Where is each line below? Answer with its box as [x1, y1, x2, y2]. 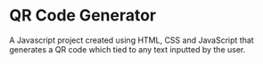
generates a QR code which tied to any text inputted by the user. [9, 44, 246, 54]
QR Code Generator [9, 5, 157, 26]
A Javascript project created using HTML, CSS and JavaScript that [9, 35, 254, 45]
